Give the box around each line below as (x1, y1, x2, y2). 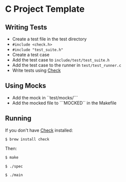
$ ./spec (5, 164, 23, 169)
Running (5, 114, 32, 122)
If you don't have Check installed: (5, 127, 73, 133)
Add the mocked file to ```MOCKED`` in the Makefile (12, 100, 117, 106)
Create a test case (12, 52, 50, 58)
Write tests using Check (12, 67, 61, 73)
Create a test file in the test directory (12, 36, 87, 42)
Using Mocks (5, 82, 46, 90)
